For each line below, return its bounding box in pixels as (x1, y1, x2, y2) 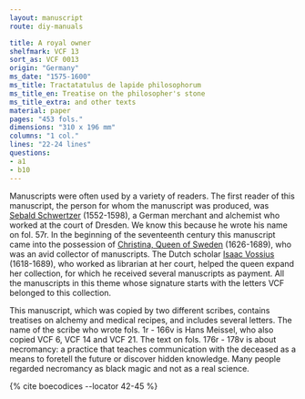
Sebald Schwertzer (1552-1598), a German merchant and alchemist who (9, 210, 280, 220)
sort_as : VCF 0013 (9, 56, 79, 65)
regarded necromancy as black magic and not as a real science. (9, 363, 250, 373)
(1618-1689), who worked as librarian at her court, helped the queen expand (9, 258, 294, 269)
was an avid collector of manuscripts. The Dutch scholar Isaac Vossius (9, 248, 275, 260)
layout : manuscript (9, 13, 84, 23)
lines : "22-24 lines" (9, 140, 92, 149)
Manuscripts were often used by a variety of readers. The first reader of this (9, 190, 296, 201)
